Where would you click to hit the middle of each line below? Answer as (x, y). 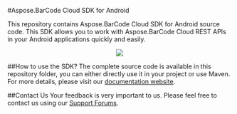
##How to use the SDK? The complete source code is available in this (109, 66)
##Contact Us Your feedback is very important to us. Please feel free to (112, 95)
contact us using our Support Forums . (63, 103)
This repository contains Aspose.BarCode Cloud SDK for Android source (114, 24)
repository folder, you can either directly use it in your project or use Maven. (119, 74)
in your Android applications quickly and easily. (77, 39)
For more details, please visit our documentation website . (91, 82)
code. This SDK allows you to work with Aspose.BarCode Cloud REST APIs (117, 32)
